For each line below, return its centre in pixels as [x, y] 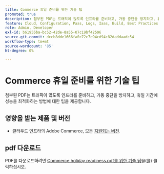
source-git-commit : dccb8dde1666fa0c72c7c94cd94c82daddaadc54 [70, 37]
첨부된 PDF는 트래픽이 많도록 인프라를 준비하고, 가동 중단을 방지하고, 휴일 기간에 [81, 95]
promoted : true [20, 14]
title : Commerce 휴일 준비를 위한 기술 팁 [44, 10]
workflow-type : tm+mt [27, 42]
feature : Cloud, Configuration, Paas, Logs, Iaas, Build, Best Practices [82, 23]
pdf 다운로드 [23, 148]
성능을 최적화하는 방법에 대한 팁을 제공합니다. [48, 101]
